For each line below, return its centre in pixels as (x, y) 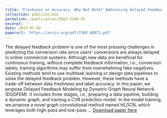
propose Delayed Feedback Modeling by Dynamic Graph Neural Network (80, 89)
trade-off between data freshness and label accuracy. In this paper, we (78, 84)
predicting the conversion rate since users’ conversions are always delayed (83, 52)
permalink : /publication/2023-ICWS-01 (45, 19)
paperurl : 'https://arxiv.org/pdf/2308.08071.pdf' (59, 33)
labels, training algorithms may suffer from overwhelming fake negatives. (80, 68)
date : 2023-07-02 (23, 28)
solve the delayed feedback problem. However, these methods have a (77, 78)
